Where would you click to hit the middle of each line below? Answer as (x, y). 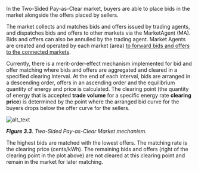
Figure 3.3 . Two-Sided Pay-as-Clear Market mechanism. (77, 131)
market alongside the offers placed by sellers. (62, 15)
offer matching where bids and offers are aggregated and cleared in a (92, 70)
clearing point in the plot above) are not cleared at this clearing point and (96, 155)
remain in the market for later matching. (55, 162)
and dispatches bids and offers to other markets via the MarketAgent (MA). (98, 33)
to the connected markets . (38, 52)
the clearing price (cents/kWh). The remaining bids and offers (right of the (98, 149)
